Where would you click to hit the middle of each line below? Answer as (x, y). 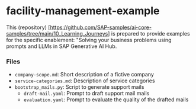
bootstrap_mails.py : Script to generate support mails (79, 87)
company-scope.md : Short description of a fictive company (84, 75)
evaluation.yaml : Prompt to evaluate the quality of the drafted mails (106, 100)
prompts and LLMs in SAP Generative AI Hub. (62, 46)
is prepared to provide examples (151, 33)
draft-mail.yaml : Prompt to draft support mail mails (86, 94)
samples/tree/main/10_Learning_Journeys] (58, 33)
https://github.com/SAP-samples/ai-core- (101, 27)
